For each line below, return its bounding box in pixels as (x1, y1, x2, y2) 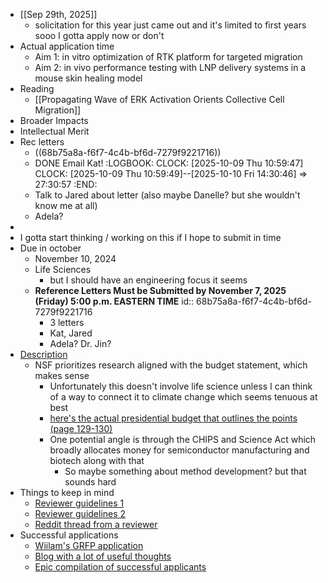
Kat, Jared (49, 327, 93, 339)
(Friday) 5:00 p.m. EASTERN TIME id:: (34, 295, 195, 307)
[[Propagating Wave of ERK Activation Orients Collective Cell (34, 94, 285, 105)
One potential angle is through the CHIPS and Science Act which (49, 434, 317, 445)
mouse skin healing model (34, 72, 143, 84)
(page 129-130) (49, 423, 113, 434)
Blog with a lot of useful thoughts (34, 550, 172, 562)
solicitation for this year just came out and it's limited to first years (34, 19, 307, 31)
